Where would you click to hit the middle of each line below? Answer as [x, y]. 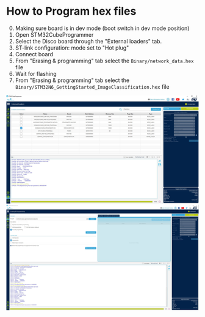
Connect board [34, 54]
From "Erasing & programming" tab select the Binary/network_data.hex [104, 61]
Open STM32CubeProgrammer [54, 34]
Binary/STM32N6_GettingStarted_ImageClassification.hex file [92, 86]
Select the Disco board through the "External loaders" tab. [88, 41]
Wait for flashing [36, 73]
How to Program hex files [71, 11]
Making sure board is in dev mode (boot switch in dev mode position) [102, 28]
